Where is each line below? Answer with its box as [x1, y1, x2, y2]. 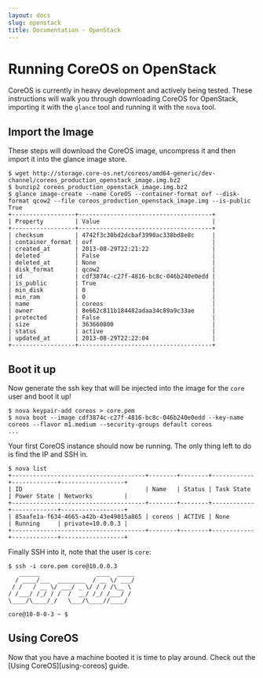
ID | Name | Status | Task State [15, 485, 251, 493]
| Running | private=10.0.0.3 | [8, 519, 128, 527]
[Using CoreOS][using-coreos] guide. [8, 661, 130, 670]
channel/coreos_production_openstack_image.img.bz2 [8, 177, 181, 184]
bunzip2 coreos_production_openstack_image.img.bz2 [15, 184, 188, 191]
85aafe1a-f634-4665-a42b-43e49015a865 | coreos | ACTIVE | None [15, 512, 230, 520]
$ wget [8, 169, 30, 177]
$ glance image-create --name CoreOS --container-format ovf [8, 190, 213, 199]
